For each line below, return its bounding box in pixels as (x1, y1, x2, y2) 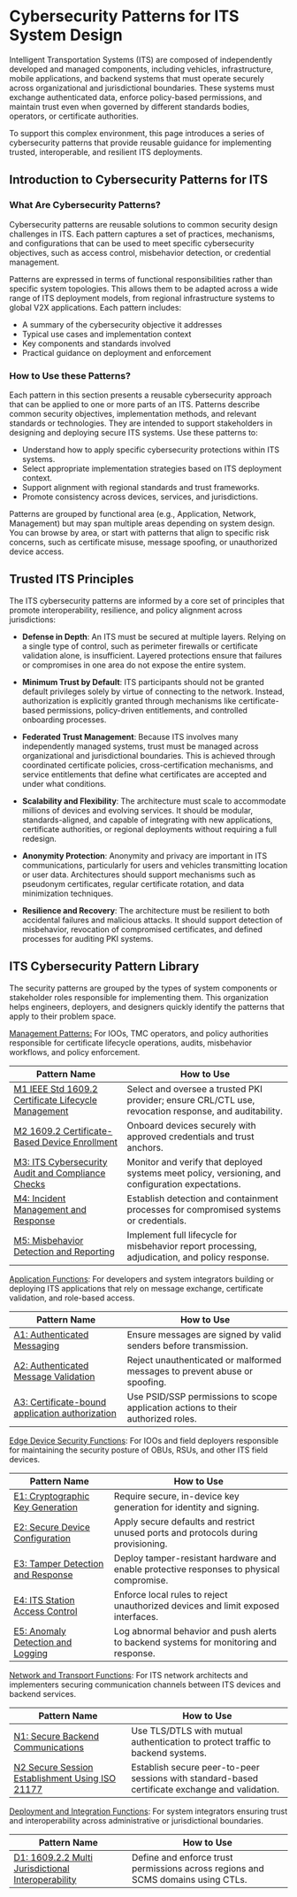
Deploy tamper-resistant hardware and (113, 1552, 277, 1564)
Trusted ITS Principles (9, 572, 134, 587)
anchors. (126, 1141, 164, 1153)
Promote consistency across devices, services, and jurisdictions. (21, 491, 259, 502)
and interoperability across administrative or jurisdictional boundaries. (9, 1815, 263, 1825)
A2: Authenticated (13, 1359, 89, 1371)
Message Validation (13, 1370, 95, 1383)
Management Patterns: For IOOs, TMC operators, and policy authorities (9, 1028, 269, 1038)
